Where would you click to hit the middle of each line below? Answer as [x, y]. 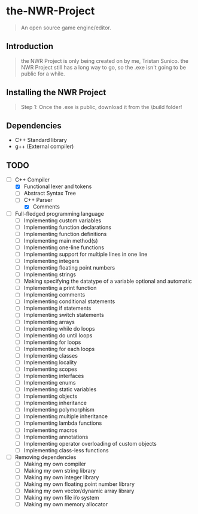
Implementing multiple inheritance [66, 416]
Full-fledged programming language [60, 213]
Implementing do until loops [58, 335]
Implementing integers [51, 261]
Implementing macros [51, 430]
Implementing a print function [60, 288]
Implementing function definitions [65, 234]
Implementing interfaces [54, 376]
